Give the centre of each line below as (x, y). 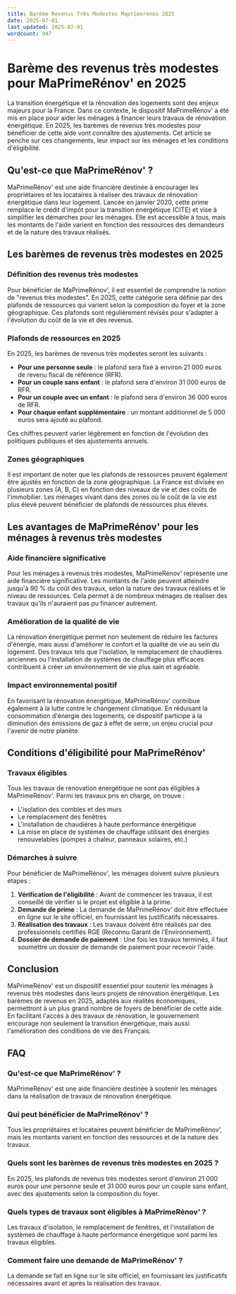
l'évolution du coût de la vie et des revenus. (70, 320)
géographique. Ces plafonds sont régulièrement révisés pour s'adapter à (113, 312)
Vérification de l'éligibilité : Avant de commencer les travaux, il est (115, 894)
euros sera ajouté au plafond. (60, 419)
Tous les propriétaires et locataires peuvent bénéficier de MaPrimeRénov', (115, 1130)
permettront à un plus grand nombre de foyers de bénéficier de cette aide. (116, 1008)
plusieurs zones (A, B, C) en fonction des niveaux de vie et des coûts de (112, 490)
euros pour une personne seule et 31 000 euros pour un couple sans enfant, (118, 1186)
